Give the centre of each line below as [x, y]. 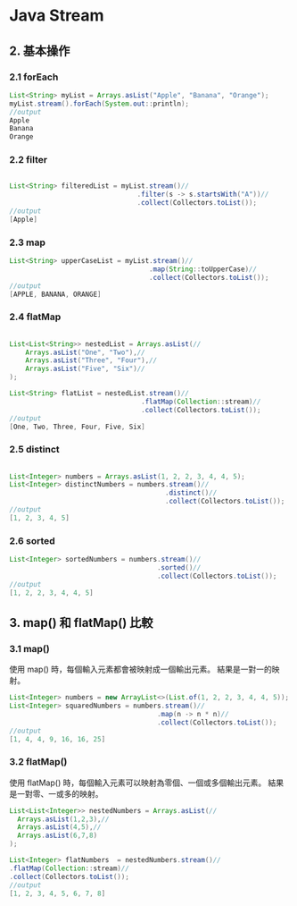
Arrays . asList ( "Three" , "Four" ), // [91, 360]
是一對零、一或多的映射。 [56, 793]
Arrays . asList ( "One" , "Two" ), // [85, 352]
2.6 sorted [32, 540]
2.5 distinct [34, 450]
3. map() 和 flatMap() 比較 [81, 622]
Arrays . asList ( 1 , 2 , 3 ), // [63, 819]
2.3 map [28, 242]
